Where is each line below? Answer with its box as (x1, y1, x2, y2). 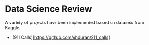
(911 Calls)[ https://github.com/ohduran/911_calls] (12, 34, 111, 40)
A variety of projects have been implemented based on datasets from (5, 20, 145, 25)
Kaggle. (5, 24, 21, 30)
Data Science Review (5, 3, 92, 15)
